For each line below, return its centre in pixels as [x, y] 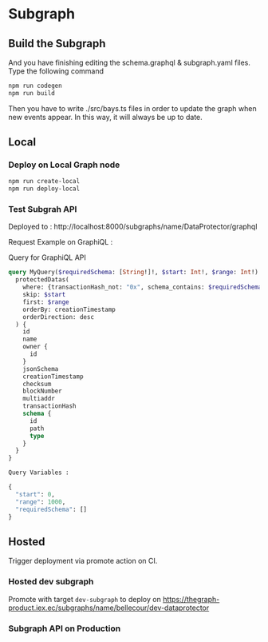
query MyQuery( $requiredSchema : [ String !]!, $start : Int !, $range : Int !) [134, 273]
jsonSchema [41, 369]
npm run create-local [44, 181]
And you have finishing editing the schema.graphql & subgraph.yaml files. [130, 62]
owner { [35, 347]
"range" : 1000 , [41, 502]
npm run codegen [35, 86]
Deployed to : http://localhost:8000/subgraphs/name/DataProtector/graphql [133, 227]
